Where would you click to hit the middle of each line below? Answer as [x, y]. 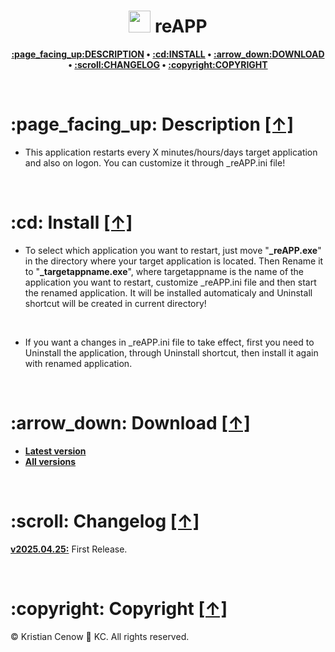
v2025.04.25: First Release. [69, 549]
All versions [50, 461]
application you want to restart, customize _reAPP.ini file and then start [170, 282]
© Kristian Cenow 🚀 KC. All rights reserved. [100, 636]
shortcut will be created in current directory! [115, 303]
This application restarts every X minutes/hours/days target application [171, 152]
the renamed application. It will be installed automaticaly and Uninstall [168, 292]
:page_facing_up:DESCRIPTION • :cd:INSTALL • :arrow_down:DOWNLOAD [168, 54]
